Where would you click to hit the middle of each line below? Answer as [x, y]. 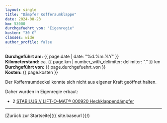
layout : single [21, 10]
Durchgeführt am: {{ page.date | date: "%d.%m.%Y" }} [62, 56]
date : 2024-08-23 [23, 19]
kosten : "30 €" [21, 33]
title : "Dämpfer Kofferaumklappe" [41, 14]
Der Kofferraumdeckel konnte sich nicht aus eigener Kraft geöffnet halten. [81, 82]
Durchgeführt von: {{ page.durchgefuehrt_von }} [55, 67]
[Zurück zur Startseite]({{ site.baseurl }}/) [48, 116]
